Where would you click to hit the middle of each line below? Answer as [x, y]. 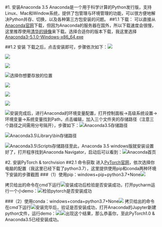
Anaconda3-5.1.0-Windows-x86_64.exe [44, 37]
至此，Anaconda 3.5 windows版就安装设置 [111, 146]
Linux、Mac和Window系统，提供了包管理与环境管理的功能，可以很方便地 [78, 13]
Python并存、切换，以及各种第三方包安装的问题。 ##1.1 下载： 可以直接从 [82, 19]
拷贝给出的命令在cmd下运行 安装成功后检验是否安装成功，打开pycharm [78, 185]
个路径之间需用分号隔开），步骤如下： [42, 125]
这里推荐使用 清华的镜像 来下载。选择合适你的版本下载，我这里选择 [71, 31]
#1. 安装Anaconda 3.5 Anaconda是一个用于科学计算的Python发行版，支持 [78, 7]
